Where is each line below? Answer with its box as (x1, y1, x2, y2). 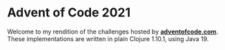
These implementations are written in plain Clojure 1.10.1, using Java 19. (7, 34, 209, 42)
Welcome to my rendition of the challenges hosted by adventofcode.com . (7, 27, 219, 36)
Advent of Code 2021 (7, 5, 131, 21)
